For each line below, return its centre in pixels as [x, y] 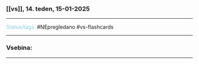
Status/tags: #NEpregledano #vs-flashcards [60, 27]
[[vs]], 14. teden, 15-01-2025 [48, 9]
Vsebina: [19, 48]
